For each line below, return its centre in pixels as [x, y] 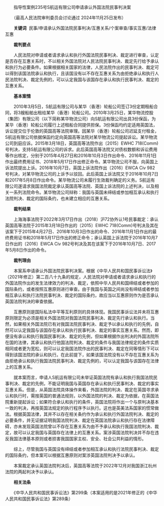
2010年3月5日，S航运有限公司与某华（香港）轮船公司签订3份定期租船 [83, 106]
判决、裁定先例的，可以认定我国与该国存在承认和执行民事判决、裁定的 [88, 79]
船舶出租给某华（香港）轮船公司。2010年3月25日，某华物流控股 [89, 113]
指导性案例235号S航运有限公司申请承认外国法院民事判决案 [72, 7]
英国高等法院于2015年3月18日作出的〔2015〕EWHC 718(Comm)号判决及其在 [82, 225]
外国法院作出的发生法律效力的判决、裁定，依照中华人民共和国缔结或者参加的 [82, 283]
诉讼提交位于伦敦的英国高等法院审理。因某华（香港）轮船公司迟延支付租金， [82, 131]
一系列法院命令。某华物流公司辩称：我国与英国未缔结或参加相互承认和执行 [84, 192]
